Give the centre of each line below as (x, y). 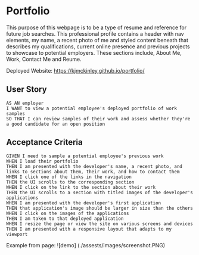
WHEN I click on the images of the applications (68, 213)
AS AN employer (25, 103)
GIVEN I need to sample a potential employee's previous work (85, 156)
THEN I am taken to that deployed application (65, 219)
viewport (17, 234)
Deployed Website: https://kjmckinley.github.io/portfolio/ (75, 70)
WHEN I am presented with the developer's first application (84, 203)
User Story (27, 90)
